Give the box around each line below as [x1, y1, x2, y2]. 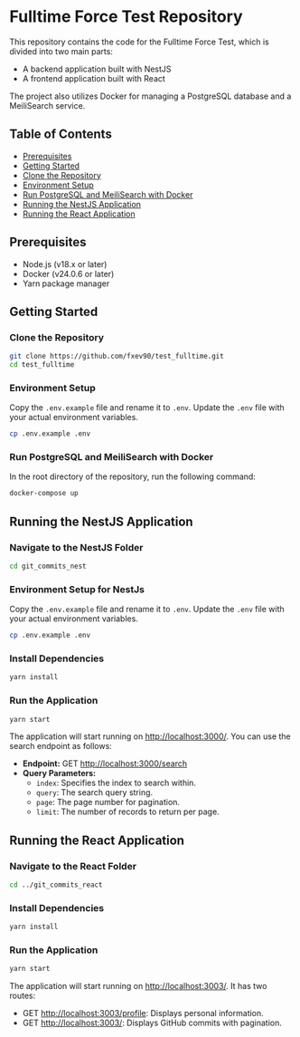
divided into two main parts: [9, 45, 113, 56]
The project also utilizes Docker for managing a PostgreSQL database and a [9, 91, 292, 101]
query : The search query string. [35, 787, 154, 798]
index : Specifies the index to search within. [35, 777, 197, 789]
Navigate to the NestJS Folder [9, 541, 144, 553]
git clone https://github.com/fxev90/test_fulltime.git [9, 351, 224, 361]
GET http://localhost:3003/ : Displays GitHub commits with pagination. [22, 1017, 282, 1029]
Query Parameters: [22, 768, 97, 779]
